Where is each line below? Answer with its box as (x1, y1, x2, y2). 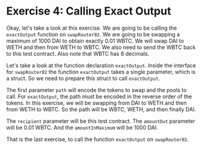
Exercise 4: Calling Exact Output (6, 4, 171, 18)
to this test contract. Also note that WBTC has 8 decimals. (6, 50, 150, 57)
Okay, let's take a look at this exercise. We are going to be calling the (6, 24, 177, 31)
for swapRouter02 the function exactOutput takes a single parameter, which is (6, 68, 196, 75)
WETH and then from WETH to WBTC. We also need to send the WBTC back (6, 44, 196, 51)
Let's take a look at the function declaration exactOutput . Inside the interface (6, 62, 196, 69)
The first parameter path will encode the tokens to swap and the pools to (6, 86, 187, 93)
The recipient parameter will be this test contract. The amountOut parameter (6, 117, 195, 125)
